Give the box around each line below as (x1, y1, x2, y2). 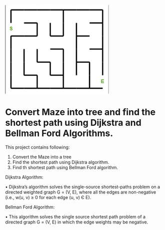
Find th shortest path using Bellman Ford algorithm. (12, 164, 118, 170)
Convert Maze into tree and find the (5, 107, 156, 118)
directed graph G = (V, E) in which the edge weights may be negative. (5, 219, 148, 225)
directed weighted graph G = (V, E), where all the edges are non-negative (5, 189, 156, 195)
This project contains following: (5, 144, 70, 150)
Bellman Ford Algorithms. (5, 128, 113, 139)
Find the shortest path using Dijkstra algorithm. (12, 159, 109, 165)
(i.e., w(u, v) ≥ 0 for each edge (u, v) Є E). (5, 194, 91, 200)
